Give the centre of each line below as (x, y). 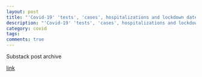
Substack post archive (34, 56)
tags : (13, 34)
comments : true (25, 39)
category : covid (26, 28)
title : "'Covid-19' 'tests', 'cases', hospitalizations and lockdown (95, 17)
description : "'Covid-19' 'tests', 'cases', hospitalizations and (91, 23)
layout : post (23, 12)
